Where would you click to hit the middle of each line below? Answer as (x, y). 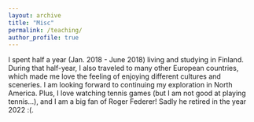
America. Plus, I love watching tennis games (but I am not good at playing (127, 93)
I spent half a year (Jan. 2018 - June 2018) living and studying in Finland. (126, 60)
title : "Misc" (31, 23)
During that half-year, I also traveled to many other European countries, (123, 68)
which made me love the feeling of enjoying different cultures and (115, 76)
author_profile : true (44, 37)
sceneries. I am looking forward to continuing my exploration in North (120, 85)
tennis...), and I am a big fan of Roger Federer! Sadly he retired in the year (127, 102)
